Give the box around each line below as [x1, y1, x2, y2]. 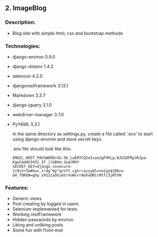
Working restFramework [12, 211, 62, 218]
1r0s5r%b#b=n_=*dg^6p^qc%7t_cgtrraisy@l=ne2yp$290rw [12, 168, 124, 173]
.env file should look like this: [12, 146, 72, 152]
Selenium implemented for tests [12, 206, 78, 212]
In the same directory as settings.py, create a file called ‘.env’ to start [12, 131, 153, 137]
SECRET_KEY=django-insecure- [12, 164, 73, 169]
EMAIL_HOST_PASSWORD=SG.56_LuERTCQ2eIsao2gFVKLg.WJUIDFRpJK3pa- [12, 155, 148, 160]
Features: [5, 184, 29, 191]
